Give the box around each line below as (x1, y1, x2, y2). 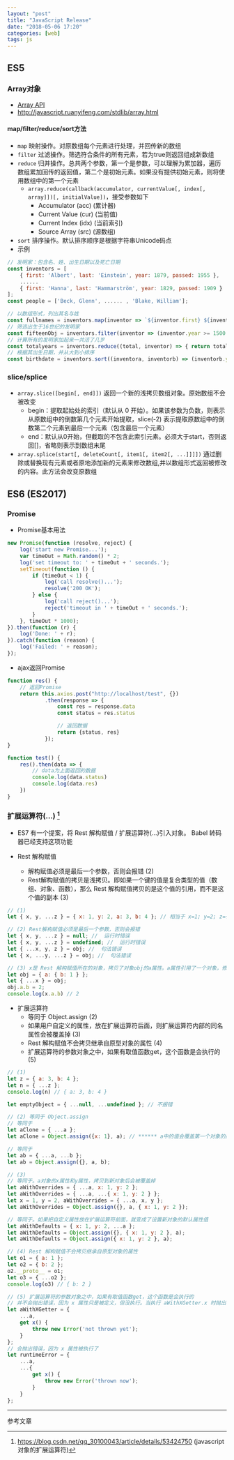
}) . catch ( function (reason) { (7, 637, 95, 644)
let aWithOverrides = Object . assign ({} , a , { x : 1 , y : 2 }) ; (7, 1203, 189, 1210)
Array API (17, 100, 45, 109)
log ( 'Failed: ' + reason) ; (19, 643, 98, 651)
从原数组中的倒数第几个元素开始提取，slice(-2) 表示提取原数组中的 (27, 415, 219, 423)
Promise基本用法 (17, 526, 66, 534)
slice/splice (7, 372, 47, 382)
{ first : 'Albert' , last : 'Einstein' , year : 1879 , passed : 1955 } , (19, 271, 220, 279)
